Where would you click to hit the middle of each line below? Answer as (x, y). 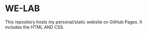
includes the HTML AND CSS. (35, 27)
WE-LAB (23, 8)
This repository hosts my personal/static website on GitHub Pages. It (73, 22)
